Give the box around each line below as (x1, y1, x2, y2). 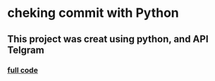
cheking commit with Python (7, 5, 180, 21)
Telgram (7, 44, 44, 56)
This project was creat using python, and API (7, 33, 209, 45)
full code (7, 65, 39, 75)
